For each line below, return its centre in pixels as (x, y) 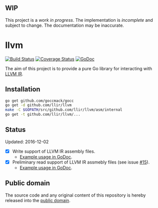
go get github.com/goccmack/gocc (39, 101)
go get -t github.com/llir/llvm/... (43, 115)
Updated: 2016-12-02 (27, 142)
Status (16, 130)
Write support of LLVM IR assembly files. (54, 151)
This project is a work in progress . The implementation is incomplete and (79, 20)
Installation (23, 89)
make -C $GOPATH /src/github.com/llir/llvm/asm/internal (64, 110)
